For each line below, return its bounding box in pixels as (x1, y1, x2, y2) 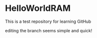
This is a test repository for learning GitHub (5, 19, 91, 24)
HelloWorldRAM (5, 3, 71, 14)
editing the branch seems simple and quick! (5, 28, 93, 33)
